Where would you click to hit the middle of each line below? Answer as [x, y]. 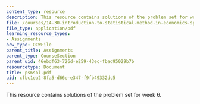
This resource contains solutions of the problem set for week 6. [84, 95]
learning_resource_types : [38, 34]
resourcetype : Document [36, 67]
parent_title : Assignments [40, 51]
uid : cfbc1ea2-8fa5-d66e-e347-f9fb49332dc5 [61, 78]
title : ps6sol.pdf [29, 73]
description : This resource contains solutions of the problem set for [97, 17]
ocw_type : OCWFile [29, 45]
